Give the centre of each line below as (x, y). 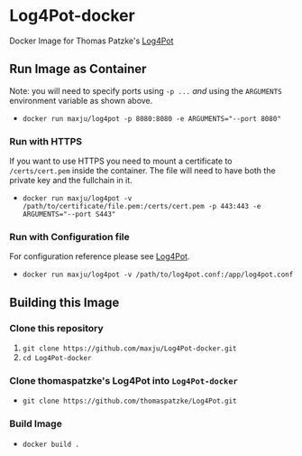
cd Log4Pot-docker (57, 358)
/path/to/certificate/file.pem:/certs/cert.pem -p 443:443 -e (142, 207)
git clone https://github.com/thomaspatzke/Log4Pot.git (129, 401)
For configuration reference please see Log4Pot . (100, 256)
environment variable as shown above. (81, 100)
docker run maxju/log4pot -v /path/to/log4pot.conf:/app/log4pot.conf (158, 275)
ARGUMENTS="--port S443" (69, 214)
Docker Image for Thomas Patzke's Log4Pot (92, 41)
